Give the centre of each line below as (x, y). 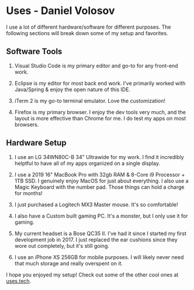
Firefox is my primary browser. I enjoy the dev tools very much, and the (100, 112)
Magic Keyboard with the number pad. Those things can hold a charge (100, 187)
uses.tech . (19, 281)
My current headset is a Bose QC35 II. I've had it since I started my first (101, 233)
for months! (28, 193)
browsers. (27, 125)
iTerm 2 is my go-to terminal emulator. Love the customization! (90, 101)
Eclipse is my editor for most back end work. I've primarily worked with (100, 83)
